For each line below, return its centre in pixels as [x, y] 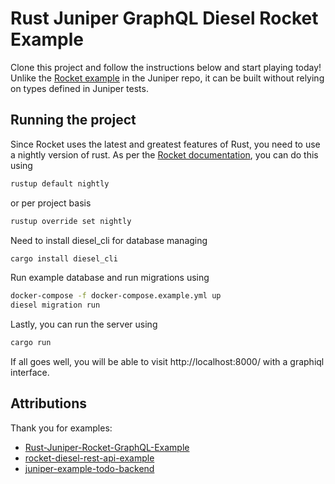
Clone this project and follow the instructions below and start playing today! [166, 67]
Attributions [49, 403]
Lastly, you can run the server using [84, 324]
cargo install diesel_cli [64, 258]
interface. [30, 372]
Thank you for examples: [61, 428]
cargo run [31, 343]
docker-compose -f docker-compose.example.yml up [116, 296]
